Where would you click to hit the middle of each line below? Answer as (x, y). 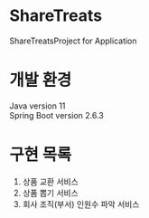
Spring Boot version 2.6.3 (56, 115)
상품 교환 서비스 (50, 181)
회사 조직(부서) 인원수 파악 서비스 (81, 204)
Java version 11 (37, 106)
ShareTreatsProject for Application (73, 41)
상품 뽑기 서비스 (50, 193)
